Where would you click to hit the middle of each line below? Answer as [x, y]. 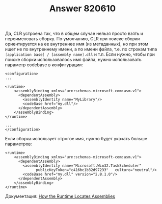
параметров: [19, 144]
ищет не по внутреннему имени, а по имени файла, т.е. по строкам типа [81, 49]
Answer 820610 [82, 9]
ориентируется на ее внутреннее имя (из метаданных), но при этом [77, 44]
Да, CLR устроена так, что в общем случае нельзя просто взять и [74, 34]
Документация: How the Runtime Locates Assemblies [60, 196]
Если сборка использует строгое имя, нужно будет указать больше [76, 139]
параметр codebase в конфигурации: [44, 65]
